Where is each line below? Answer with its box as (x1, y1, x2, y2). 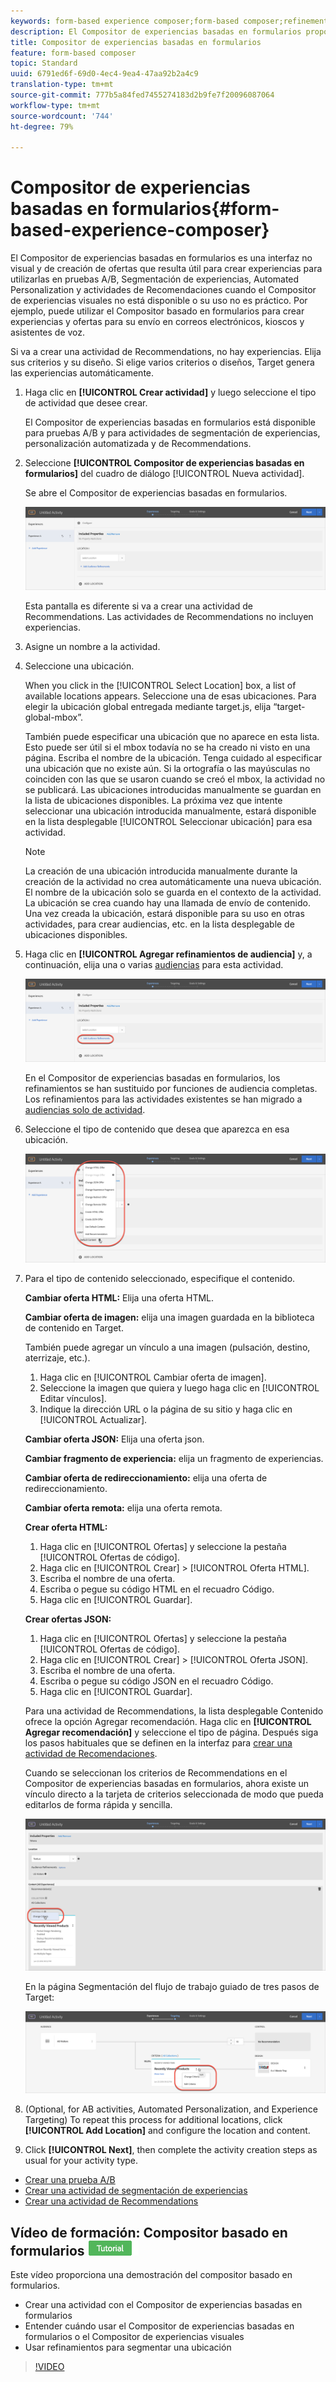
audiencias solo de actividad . (24, 1103, 146, 1115)
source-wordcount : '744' (10, 111, 114, 121)
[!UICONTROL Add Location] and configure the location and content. (24, 2125, 311, 2137)
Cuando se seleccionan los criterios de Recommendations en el (24, 1767, 288, 1779)
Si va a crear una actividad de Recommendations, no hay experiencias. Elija (10, 346, 322, 358)
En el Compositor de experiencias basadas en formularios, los (24, 1071, 281, 1084)
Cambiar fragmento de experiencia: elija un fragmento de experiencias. (24, 1453, 324, 1465)
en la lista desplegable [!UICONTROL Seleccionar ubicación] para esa (24, 815, 313, 827)
